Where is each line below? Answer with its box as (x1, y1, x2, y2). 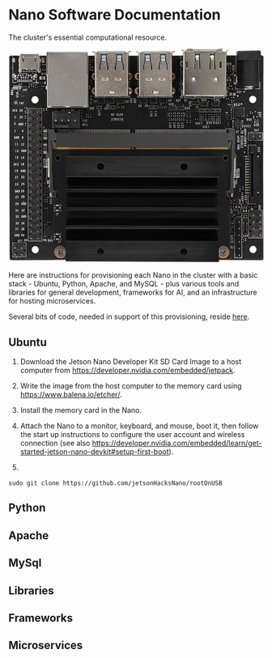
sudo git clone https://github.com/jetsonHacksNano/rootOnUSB (8, 479, 223, 487)
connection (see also (19, 439, 91, 448)
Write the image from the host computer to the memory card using (19, 381, 242, 391)
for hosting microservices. (8, 296, 96, 306)
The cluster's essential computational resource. (8, 32, 168, 42)
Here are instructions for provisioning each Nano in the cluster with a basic (8, 270, 258, 280)
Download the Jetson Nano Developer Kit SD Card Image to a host (19, 357, 242, 367)
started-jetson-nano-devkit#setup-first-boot (19, 447, 169, 456)
